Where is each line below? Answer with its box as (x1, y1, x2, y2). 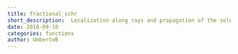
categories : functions (7, 29, 74, 37)
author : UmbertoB (7, 36, 59, 43)
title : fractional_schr (7, 10, 78, 18)
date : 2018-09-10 (7, 23, 59, 30)
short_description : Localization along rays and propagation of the (7, 17, 217, 24)
